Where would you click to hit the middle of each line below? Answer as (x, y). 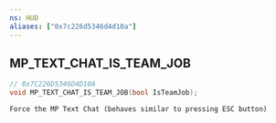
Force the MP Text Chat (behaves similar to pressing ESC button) (138, 109)
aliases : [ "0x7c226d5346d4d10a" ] (73, 26)
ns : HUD (24, 18)
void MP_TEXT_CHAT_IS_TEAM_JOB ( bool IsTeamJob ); (104, 93)
